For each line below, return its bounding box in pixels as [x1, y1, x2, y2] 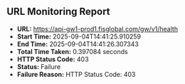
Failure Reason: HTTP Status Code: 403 [16, 70, 136, 78]
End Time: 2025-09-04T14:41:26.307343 [16, 39, 139, 48]
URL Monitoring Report [6, 6, 111, 18]
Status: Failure [16, 62, 61, 70]
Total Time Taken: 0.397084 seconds [16, 47, 129, 56]
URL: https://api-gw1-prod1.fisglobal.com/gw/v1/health [16, 24, 179, 33]
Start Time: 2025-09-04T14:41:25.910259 [16, 32, 142, 41]
